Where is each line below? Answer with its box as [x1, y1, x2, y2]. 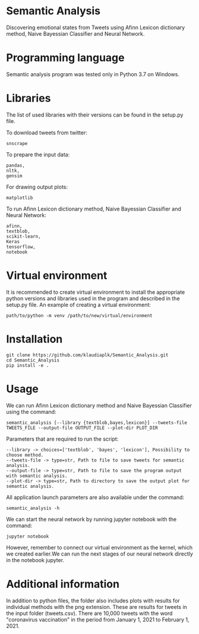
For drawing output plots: [6, 183, 68, 190]
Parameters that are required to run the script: [6, 435, 119, 442]
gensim [6, 172, 23, 179]
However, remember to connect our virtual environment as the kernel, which [6, 544, 193, 551]
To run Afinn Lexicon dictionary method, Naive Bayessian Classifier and [6, 205, 181, 212]
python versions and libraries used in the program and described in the [6, 294, 180, 302]
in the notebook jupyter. [6, 556, 64, 563]
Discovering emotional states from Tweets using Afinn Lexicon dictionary [6, 24, 185, 31]
